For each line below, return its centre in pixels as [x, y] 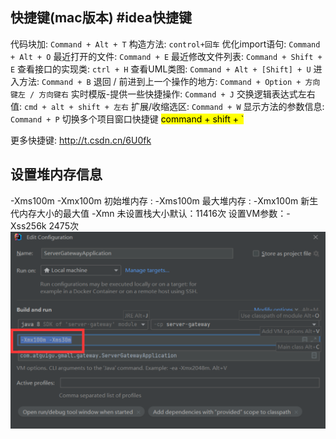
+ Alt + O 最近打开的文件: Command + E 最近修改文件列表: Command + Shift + [166, 56]
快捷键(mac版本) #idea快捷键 [101, 18]
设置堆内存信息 [56, 174]
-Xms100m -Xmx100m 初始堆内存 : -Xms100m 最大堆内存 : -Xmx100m [154, 200]
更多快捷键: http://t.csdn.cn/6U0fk [81, 140]
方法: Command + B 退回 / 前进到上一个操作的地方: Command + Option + [160, 81]
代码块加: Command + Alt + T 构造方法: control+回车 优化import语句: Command [165, 44]
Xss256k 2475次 [44, 225]
